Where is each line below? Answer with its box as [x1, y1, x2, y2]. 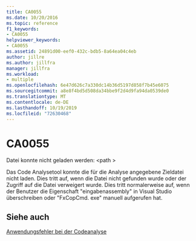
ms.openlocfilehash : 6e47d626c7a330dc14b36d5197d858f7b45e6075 [6, 83, 169, 89]
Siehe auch [6, 212, 50, 222]
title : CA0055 [6, 8, 42, 15]
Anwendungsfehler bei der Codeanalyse [6, 228, 107, 236]
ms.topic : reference [6, 20, 59, 26]
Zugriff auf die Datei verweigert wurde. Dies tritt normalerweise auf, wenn [6, 182, 190, 189]
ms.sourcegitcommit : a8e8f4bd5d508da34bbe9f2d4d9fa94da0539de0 [6, 88, 169, 94]
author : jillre [6, 54, 45, 60]
